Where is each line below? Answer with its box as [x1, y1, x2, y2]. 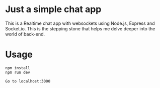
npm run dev [5, 70, 30, 75]
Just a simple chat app [5, 4, 102, 15]
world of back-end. [5, 31, 45, 37]
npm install [5, 65, 30, 70]
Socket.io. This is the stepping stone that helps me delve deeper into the [5, 25, 155, 31]
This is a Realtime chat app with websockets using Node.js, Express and [5, 20, 155, 26]
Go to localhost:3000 [5, 78, 51, 84]
